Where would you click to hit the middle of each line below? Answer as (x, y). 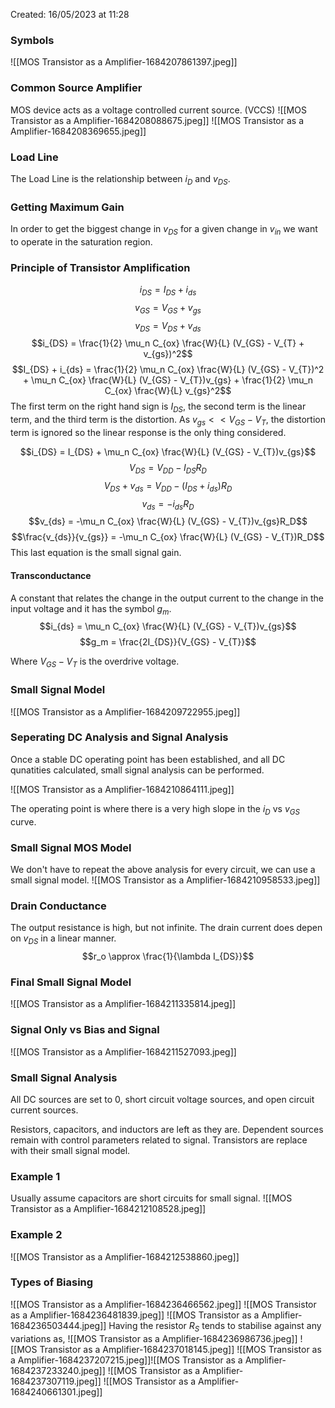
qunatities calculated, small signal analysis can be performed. (137, 770)
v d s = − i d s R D (168, 504)
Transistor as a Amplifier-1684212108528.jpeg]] (108, 1209)
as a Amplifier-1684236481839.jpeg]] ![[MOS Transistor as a (135, 1315)
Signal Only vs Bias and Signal (85, 1030)
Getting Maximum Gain (67, 207)
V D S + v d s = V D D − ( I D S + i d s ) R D (168, 486)
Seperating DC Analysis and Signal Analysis (119, 737)
